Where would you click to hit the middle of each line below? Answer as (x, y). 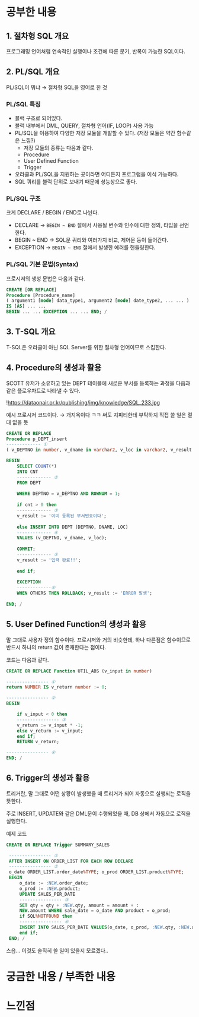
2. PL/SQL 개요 (33, 72)
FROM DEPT (29, 483)
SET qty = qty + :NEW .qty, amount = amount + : (79, 905)
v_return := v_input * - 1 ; (50, 725)
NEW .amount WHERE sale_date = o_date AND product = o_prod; (95, 911)
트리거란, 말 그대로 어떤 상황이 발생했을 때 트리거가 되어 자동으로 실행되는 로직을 (99, 793)
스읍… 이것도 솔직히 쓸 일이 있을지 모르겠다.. (57, 950)
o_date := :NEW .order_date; (54, 883)
